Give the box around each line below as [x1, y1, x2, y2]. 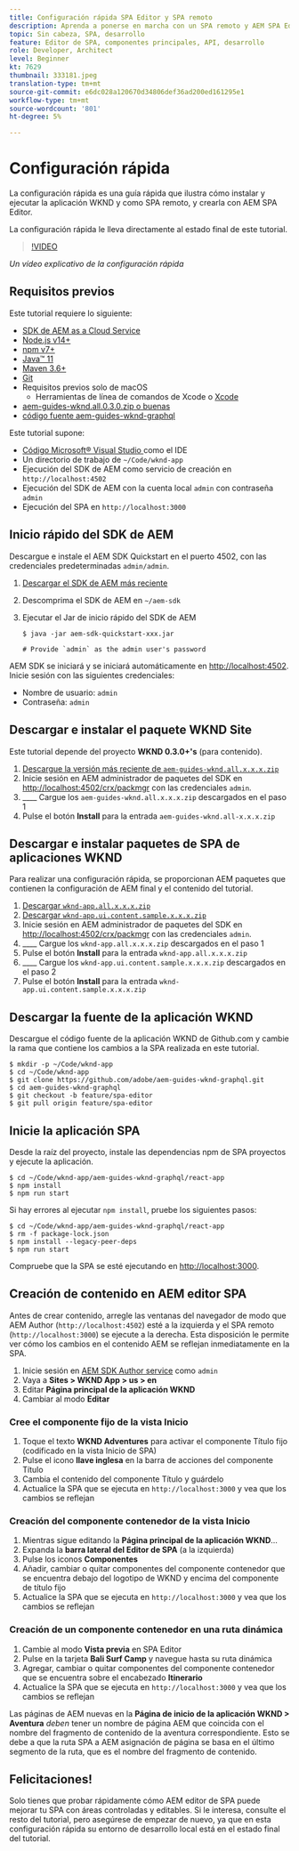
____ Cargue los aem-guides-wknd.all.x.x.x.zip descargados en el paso [21, 791, 287, 802]
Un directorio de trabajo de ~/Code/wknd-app [21, 454, 184, 465]
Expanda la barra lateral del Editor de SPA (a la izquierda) [21, 1545, 235, 1556]
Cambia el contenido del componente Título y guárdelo [21, 1474, 224, 1484]
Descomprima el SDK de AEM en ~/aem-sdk [21, 594, 181, 605]
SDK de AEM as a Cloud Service [21, 325, 141, 335]
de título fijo [21, 1582, 67, 1593]
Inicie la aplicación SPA [9, 1123, 141, 1138]
